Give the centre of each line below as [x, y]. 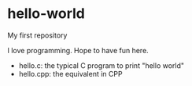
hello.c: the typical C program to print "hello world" [102, 65]
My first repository [37, 35]
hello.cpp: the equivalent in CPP [70, 73]
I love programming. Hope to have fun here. [78, 50]
